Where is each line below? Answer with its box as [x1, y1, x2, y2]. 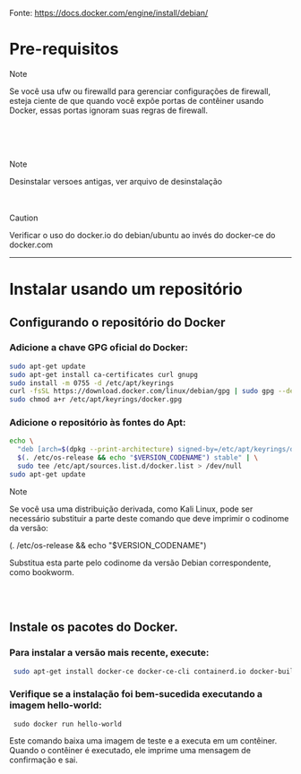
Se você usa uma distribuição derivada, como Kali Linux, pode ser [9, 503, 254, 514]
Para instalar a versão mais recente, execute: [9, 647, 210, 659]
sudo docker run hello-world [13, 719, 123, 728]
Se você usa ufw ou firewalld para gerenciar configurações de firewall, [9, 85, 271, 97]
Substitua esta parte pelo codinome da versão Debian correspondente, [9, 557, 271, 568]
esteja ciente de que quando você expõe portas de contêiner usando [9, 95, 264, 106]
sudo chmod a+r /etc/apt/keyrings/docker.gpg [9, 395, 182, 404]
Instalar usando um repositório [9, 279, 244, 299]
